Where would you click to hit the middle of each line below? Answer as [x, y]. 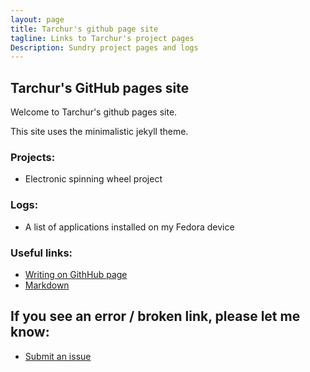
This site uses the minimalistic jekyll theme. [99, 132]
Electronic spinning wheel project [93, 179]
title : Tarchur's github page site [84, 29]
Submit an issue [58, 356]
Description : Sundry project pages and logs [104, 47]
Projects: [33, 157]
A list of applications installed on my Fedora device [129, 227]
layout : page [37, 19]
